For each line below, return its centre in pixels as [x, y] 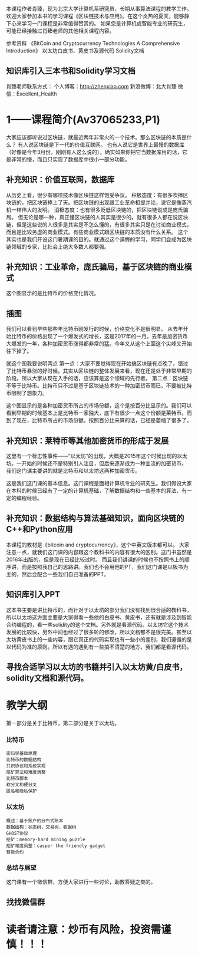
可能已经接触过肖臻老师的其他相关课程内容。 [60, 31]
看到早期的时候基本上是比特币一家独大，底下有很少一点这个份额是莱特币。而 [99, 413]
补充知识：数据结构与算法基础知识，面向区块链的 [95, 518]
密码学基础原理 [22, 753]
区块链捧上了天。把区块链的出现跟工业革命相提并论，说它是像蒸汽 [112, 202]
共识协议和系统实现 [26, 766]
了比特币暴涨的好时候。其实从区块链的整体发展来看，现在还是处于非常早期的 [99, 371]
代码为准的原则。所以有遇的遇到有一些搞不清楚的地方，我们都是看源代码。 [101, 647]
